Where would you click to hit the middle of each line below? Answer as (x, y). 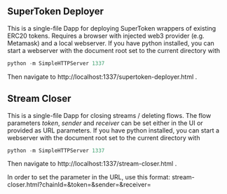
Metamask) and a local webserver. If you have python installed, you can (111, 43)
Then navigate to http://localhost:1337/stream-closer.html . (92, 164)
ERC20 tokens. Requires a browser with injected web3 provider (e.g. (106, 36)
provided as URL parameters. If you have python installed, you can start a (113, 130)
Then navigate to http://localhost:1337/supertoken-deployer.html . (102, 77)
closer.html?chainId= (37, 185)
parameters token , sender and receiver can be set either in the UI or (105, 123)
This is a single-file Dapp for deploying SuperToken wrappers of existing (112, 28)
